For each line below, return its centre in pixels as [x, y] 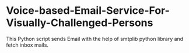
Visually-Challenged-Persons [80, 23]
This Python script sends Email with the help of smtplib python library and [95, 39]
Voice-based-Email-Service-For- [88, 11]
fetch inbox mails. [27, 45]
